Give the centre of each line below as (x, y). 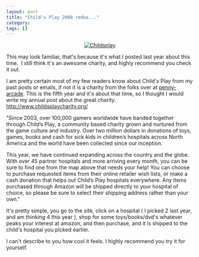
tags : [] (17, 28)
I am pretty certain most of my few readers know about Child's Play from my (99, 81)
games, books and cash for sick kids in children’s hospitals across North (94, 137)
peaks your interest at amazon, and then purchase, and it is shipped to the (97, 224)
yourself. (17, 247)
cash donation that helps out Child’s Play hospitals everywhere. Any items (97, 180)
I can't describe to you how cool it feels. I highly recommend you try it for (96, 241)
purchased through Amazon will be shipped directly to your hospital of (92, 187)
